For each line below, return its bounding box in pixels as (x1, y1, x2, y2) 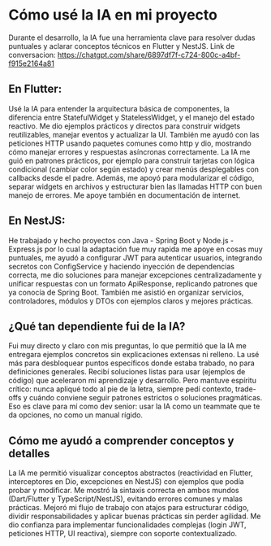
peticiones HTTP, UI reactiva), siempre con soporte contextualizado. (8, 529, 238, 539)
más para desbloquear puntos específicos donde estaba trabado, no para (8, 358, 256, 368)
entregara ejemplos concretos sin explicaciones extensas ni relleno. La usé (8, 350, 260, 360)
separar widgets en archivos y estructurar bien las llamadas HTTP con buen (8, 181, 263, 191)
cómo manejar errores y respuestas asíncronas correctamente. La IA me (8, 146, 251, 156)
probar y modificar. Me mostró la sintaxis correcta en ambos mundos (8, 486, 239, 496)
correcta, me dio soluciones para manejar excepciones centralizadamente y (8, 270, 262, 280)
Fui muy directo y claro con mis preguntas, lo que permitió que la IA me (8, 341, 247, 351)
